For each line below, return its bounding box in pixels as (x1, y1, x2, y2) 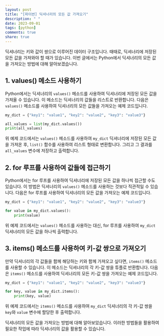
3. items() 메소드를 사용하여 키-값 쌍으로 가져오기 (5, 244, 146, 253)
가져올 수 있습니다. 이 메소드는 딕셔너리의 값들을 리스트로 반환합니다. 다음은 (5, 97, 149, 103)
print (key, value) (14, 294, 51, 299)
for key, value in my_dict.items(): (5, 289, 80, 294)
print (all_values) (5, 126, 43, 131)
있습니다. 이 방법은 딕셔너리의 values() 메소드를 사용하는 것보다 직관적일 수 (5, 183, 149, 189)
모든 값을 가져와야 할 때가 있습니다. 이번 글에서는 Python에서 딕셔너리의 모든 (5, 54, 151, 60)
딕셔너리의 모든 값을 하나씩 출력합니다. (5, 229, 78, 234)
